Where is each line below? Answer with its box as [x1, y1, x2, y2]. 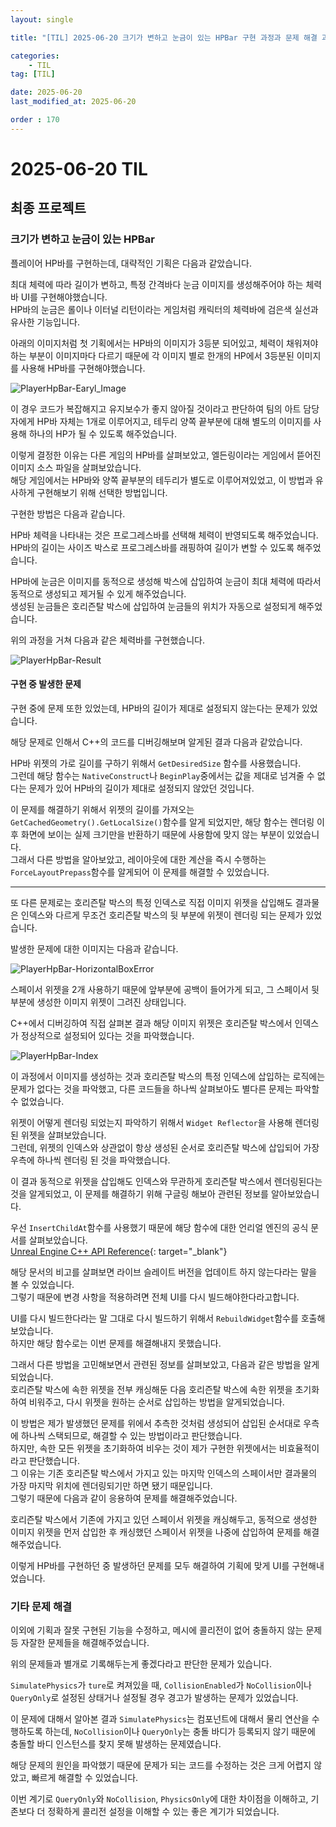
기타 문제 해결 [10, 1599, 73, 1613]
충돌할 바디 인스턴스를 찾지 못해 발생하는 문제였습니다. [10, 1738, 222, 1750]
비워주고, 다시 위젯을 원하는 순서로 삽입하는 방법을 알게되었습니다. [28, 1396, 285, 1408]
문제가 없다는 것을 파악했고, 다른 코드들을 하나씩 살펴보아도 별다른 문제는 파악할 [10, 1082, 320, 1095]
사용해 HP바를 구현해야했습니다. [20, 362, 146, 374]
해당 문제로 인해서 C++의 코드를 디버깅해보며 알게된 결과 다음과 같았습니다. [10, 736, 303, 748]
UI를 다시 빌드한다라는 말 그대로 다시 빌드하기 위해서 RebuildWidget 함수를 [10, 1312, 299, 1324]
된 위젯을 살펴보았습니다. [10, 1129, 107, 1141]
